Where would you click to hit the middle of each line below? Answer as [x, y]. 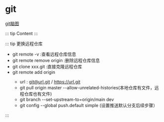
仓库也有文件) [38, 94]
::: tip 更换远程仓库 [24, 44]
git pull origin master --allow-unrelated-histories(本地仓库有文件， [87, 87]
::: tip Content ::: [22, 33]
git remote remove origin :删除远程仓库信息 [56, 60]
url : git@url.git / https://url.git [50, 82]
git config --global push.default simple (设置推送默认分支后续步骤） [88, 105]
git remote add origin [34, 72]
